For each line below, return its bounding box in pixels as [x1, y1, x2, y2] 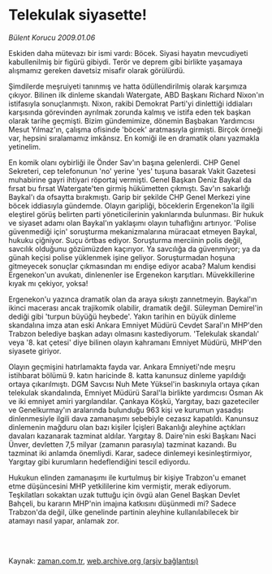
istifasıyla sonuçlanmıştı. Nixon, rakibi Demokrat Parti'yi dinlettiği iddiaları [8, 98, 253, 108]
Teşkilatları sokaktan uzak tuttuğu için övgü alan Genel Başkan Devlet [8, 489, 241, 499]
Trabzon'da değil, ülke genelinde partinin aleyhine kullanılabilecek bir [8, 507, 240, 517]
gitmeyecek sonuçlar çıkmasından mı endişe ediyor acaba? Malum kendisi [8, 261, 257, 271]
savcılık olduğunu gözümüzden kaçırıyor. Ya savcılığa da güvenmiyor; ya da [8, 244, 261, 254]
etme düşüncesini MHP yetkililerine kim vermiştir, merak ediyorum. [8, 481, 231, 491]
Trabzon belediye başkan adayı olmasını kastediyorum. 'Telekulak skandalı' [8, 328, 260, 338]
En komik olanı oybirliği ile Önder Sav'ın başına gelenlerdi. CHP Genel [8, 157, 240, 167]
